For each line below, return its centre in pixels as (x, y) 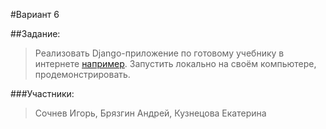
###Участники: (42, 93)
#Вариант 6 (35, 14)
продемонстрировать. (82, 74)
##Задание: (35, 33)
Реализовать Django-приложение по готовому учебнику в (159, 53)
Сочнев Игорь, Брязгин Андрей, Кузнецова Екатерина (150, 113)
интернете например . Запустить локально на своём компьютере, (175, 63)
